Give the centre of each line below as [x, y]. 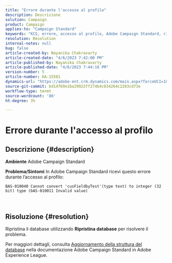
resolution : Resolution [31, 39]
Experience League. [26, 255]
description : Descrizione [33, 15]
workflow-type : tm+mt [28, 91]
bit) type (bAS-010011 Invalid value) [47, 191]
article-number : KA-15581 [33, 77]
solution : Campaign [26, 19]
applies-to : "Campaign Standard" [41, 29]
